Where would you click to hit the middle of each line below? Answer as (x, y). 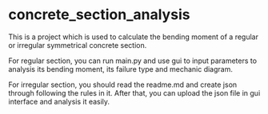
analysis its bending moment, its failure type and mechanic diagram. (121, 69)
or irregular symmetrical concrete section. (78, 45)
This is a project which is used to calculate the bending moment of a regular (133, 37)
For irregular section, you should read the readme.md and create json (123, 85)
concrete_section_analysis (99, 15)
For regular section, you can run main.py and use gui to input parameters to (133, 61)
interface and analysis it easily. (59, 101)
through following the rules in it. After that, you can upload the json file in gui (134, 92)
